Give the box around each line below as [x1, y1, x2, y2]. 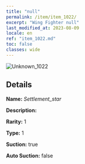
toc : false [6, 42, 33, 47]
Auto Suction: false [6, 152, 54, 159]
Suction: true [6, 141, 38, 148]
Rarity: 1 [6, 118, 26, 125]
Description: [6, 107, 37, 114]
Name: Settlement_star [6, 95, 62, 102]
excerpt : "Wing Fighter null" [6, 19, 80, 25]
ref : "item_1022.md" [6, 36, 56, 42]
